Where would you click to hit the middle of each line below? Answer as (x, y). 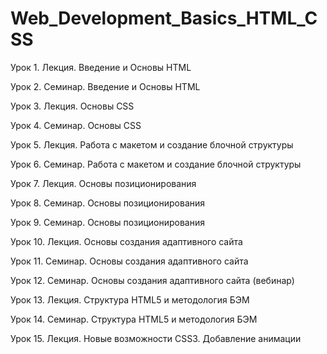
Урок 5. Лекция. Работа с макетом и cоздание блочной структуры (152, 144)
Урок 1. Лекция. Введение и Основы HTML (101, 67)
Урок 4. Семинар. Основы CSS (76, 125)
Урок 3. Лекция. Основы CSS (72, 106)
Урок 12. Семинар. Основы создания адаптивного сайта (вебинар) (152, 280)
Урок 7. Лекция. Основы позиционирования (103, 183)
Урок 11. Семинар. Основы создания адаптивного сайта (129, 261)
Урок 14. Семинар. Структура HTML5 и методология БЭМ (134, 319)
